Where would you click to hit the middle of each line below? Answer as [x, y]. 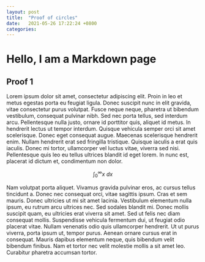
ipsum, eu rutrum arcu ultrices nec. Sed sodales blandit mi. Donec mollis [98, 207]
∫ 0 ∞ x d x [103, 174]
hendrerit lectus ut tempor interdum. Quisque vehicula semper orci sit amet [101, 129]
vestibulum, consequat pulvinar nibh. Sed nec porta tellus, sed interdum [97, 116]
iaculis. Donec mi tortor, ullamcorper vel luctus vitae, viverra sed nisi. [93, 148]
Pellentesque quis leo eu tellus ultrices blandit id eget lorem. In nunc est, [98, 155]
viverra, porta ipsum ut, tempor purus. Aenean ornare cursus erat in [92, 233]
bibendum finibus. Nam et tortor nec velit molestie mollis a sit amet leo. [96, 246]
